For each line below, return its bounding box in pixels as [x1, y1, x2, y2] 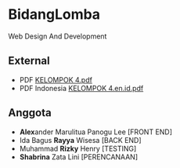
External [8, 54, 50, 68]
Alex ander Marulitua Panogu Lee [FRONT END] [19, 127, 173, 137]
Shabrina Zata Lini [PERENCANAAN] [19, 152, 139, 162]
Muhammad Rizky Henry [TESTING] [19, 144, 137, 153]
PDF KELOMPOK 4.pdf [19, 75, 92, 84]
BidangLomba [8, 5, 100, 24]
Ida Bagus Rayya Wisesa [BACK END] [19, 135, 142, 144]
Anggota [8, 106, 52, 119]
